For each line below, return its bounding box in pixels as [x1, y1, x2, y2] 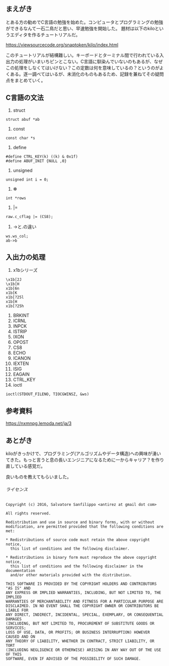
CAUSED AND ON [6, 634, 36, 639]
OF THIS [6, 652, 22, 657]
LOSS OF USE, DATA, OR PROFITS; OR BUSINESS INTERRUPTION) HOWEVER [6, 630, 150, 635]
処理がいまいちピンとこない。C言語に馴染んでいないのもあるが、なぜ [19, 58, 163, 64]
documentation [6, 568, 36, 573]
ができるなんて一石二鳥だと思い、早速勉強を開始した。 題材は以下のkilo [6, 25, 155, 31]
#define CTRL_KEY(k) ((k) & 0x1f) [6, 154, 78, 159]
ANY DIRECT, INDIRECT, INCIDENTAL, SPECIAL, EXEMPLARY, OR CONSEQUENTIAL [6, 612, 164, 618]
